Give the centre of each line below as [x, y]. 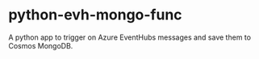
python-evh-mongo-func [96, 15]
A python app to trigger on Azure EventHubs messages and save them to [130, 37]
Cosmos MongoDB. [41, 45]
